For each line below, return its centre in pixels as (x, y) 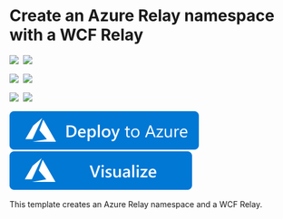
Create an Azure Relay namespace (142, 16)
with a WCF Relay (76, 35)
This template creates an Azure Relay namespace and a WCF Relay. (136, 204)
